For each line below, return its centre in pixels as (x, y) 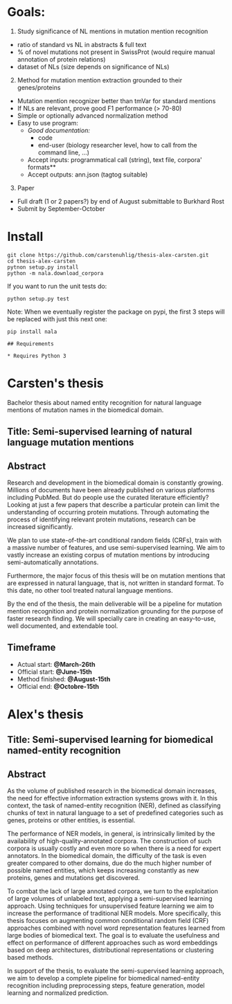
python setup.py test (38, 298)
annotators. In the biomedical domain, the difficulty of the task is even (107, 856)
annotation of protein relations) (61, 59)
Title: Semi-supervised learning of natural (100, 432)
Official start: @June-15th (54, 672)
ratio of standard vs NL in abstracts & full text (82, 44)
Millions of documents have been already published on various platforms (111, 490)
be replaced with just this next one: (57, 319)
